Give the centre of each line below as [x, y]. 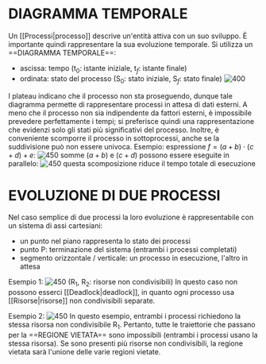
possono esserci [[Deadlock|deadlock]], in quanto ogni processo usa [121, 292]
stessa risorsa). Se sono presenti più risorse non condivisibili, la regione [126, 343]
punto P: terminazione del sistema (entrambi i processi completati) [128, 250]
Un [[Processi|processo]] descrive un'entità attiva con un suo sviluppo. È [128, 36]
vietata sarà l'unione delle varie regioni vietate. [85, 352]
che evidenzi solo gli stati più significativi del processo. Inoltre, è [114, 130]
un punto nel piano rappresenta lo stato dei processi [105, 241]
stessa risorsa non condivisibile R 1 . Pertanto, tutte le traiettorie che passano [132, 325]
